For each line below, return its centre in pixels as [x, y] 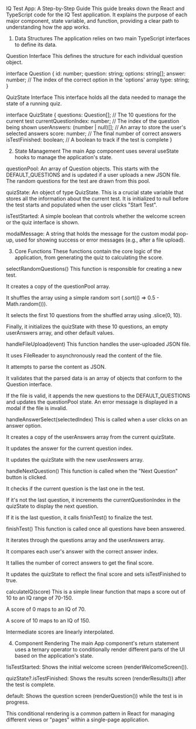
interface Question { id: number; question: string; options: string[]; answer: [96, 73]
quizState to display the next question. [52, 506]
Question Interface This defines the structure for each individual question [94, 56]
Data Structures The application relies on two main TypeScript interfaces [102, 38]
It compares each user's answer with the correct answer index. [82, 551]
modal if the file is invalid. [37, 408]
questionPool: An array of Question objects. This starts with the [82, 169]
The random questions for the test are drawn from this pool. [78, 181]
